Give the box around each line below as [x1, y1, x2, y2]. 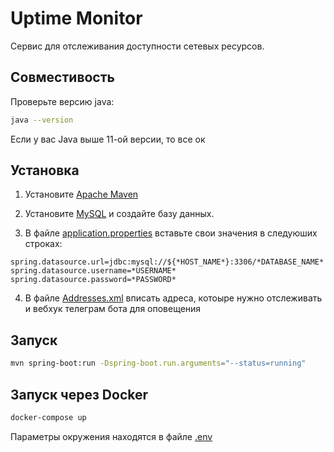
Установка [10, 162, 80, 179]
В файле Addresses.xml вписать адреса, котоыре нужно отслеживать [24, 292, 323, 304]
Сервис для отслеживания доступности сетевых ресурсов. [10, 40, 265, 52]
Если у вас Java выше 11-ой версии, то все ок [10, 133, 206, 145]
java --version [10, 115, 74, 125]
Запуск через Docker [10, 386, 149, 403]
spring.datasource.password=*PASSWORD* [10, 275, 177, 285]
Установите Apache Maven [24, 188, 139, 201]
